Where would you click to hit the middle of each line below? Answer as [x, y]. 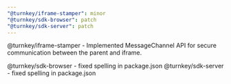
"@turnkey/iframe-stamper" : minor [57, 13]
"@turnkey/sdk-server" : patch [51, 26]
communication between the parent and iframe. [75, 53]
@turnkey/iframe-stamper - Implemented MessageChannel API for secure [112, 46]
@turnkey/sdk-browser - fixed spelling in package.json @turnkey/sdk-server [115, 66]
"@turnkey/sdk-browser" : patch [52, 20]
